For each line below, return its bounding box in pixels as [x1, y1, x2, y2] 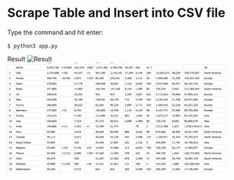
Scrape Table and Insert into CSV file [7, 5, 226, 21]
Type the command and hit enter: [7, 28, 104, 36]
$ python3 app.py [7, 42, 58, 50]
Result [7, 55, 26, 63]
